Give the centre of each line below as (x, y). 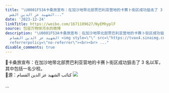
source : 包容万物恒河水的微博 (33, 29)
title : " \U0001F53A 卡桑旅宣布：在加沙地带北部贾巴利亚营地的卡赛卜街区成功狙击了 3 (84, 10)
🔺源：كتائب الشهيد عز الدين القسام (38, 75)
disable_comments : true (30, 47)
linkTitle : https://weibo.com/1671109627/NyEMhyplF (60, 24)
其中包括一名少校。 (25, 68)
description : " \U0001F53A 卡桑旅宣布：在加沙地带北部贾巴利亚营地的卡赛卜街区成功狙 (85, 33)
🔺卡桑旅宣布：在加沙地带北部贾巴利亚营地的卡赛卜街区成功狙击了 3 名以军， (84, 62)
